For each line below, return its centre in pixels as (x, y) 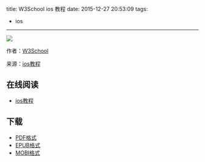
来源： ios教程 (23, 64)
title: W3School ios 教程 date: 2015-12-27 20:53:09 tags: (77, 9)
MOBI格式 (28, 153)
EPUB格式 (28, 145)
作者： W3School (27, 51)
